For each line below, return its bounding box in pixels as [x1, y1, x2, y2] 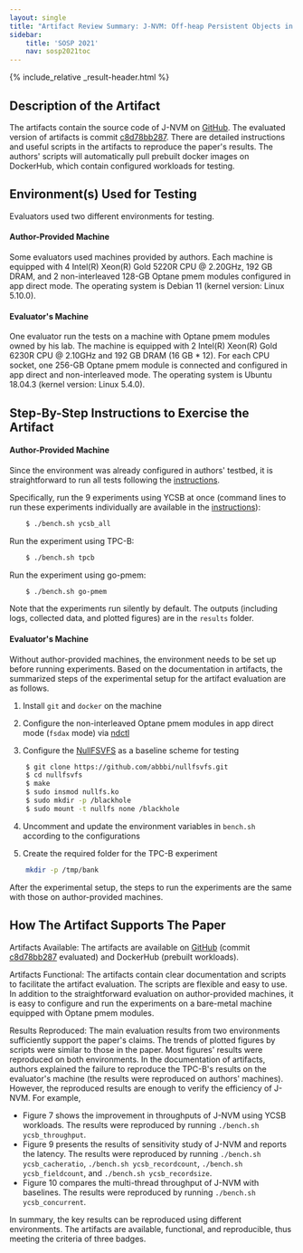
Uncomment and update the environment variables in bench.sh [22, 820, 256, 831]
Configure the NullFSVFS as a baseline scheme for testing [22, 744, 240, 756]
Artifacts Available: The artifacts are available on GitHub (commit [9, 942, 251, 952]
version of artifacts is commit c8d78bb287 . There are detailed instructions [9, 131, 286, 142]
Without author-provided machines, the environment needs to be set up [9, 654, 277, 665]
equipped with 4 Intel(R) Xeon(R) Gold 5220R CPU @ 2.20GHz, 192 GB [9, 261, 273, 272]
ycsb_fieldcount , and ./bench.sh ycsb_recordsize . [22, 1167, 213, 1178]
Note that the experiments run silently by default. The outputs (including [9, 603, 279, 614]
